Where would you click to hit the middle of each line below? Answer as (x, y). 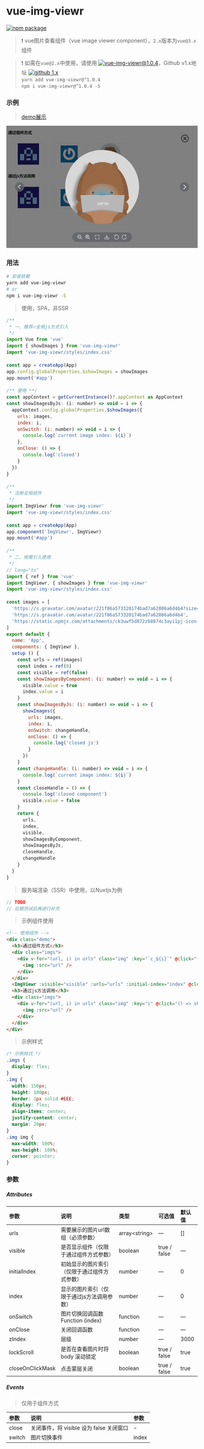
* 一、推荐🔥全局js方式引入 (39, 327)
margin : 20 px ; (29, 1125)
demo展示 (34, 117)
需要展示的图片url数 (85, 1229)
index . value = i (43, 692)
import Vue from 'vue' (35, 339)
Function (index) (81, 1320)
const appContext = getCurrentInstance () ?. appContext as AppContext (95, 397)
